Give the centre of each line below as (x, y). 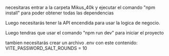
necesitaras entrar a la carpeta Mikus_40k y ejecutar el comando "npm (80, 7)
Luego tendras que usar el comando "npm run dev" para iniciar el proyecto (85, 33)
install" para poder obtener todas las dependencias (60, 13)
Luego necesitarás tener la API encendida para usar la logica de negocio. (83, 23)
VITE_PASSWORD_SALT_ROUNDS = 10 (46, 48)
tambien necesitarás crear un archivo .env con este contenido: (71, 43)
